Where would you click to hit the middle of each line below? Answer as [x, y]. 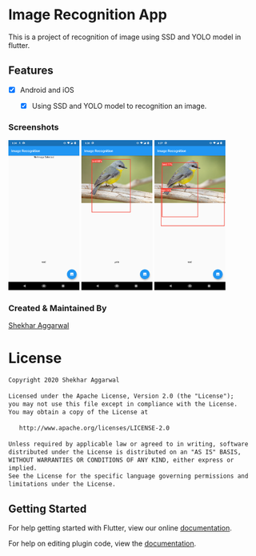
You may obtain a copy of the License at [78, 412]
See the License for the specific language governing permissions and [128, 476]
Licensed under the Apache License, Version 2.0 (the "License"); [121, 396]
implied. [23, 468]
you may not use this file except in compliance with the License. [123, 404]
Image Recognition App [88, 15]
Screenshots [34, 127]
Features [31, 71]
